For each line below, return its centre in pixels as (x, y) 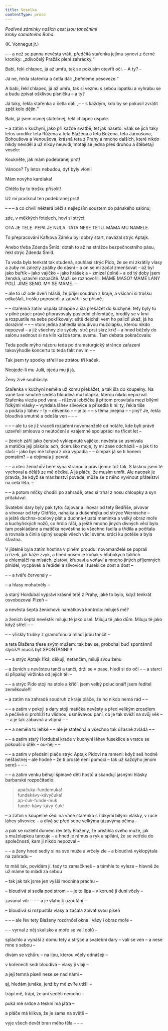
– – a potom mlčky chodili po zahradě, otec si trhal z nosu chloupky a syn (81, 492)
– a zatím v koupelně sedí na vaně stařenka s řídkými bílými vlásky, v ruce (81, 815)
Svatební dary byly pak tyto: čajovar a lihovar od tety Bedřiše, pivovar (77, 507)
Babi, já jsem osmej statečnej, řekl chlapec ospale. (57, 118)
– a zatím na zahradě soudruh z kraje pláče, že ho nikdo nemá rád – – (76, 699)
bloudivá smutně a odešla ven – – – (41, 416)
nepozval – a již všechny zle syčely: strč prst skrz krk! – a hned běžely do (81, 329)
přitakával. (16, 497)
